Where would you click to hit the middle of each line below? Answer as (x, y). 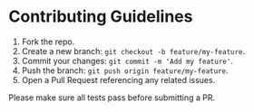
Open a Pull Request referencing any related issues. (118, 79)
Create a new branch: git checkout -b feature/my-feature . (133, 51)
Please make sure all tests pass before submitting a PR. (112, 98)
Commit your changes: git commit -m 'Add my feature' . (127, 61)
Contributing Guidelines (101, 17)
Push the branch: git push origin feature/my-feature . (125, 70)
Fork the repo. (48, 42)
